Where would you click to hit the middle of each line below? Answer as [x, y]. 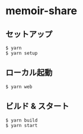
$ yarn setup [22, 53]
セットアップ [29, 34]
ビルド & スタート [37, 107]
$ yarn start [22, 125]
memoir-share [41, 11]
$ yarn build [22, 120]
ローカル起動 [29, 73]
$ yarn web [19, 87]
